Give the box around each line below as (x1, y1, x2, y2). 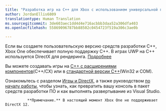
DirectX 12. (5, 102, 30, 107)
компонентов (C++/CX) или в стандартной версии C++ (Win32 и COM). (5, 68, 153, 74)
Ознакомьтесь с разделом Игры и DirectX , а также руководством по (5, 78, 151, 84)
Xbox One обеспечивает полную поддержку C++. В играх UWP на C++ (5, 49, 155, 55)
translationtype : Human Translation (5, 16, 81, 21)
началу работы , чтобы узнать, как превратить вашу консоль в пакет (5, 83, 150, 89)
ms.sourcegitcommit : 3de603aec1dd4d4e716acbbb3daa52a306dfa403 (5, 21, 138, 26)
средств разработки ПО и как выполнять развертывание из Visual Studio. (5, 88, 161, 94)
